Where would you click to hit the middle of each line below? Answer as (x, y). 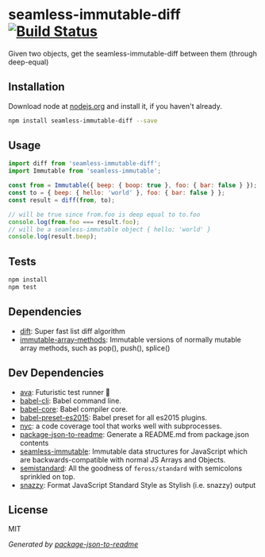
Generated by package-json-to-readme (73, 544)
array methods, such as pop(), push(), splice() (95, 348)
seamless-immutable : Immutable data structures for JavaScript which (134, 451)
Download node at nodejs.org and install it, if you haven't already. (115, 106)
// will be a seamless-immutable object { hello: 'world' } (110, 229)
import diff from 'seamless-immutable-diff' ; (84, 164)
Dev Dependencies (56, 373)
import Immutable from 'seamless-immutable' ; (84, 171)
